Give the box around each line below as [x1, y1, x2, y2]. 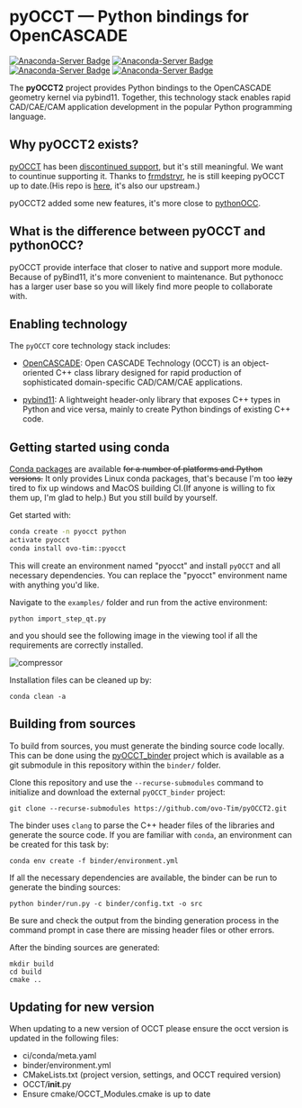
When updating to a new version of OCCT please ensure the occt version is [9, 1023, 289, 1034]
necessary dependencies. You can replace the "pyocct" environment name [9, 569, 288, 580]
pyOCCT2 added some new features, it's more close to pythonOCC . [9, 197, 262, 208]
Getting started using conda [9, 440, 170, 455]
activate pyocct [9, 536, 70, 545]
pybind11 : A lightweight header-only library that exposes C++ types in [22, 395, 281, 405]
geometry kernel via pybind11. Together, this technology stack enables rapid [9, 92, 291, 103]
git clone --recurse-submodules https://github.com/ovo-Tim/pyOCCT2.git [9, 804, 288, 813]
